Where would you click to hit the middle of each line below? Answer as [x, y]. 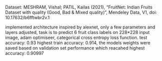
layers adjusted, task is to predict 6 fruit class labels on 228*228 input [78, 32]
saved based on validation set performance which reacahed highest [75, 48]
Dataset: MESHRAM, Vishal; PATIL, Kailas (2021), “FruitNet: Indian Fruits [79, 7]
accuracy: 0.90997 [24, 53]
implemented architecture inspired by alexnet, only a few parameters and [80, 27]
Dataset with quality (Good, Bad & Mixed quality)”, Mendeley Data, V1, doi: [81, 12]
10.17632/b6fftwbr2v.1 [27, 17]
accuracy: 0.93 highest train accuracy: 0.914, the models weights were [78, 43]
